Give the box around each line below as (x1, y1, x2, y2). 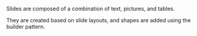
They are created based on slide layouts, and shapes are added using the (6, 17, 191, 23)
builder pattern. (6, 23, 46, 30)
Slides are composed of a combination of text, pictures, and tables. (6, 5, 175, 12)
